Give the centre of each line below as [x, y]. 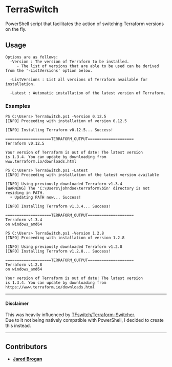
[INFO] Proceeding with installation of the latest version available [82, 175]
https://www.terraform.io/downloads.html [50, 287]
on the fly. [16, 29]
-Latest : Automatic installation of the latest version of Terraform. [88, 93]
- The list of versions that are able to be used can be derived [88, 66]
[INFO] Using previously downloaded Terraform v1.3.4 [64, 184]
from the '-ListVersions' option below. [49, 70]
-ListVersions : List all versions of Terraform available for [79, 80]
